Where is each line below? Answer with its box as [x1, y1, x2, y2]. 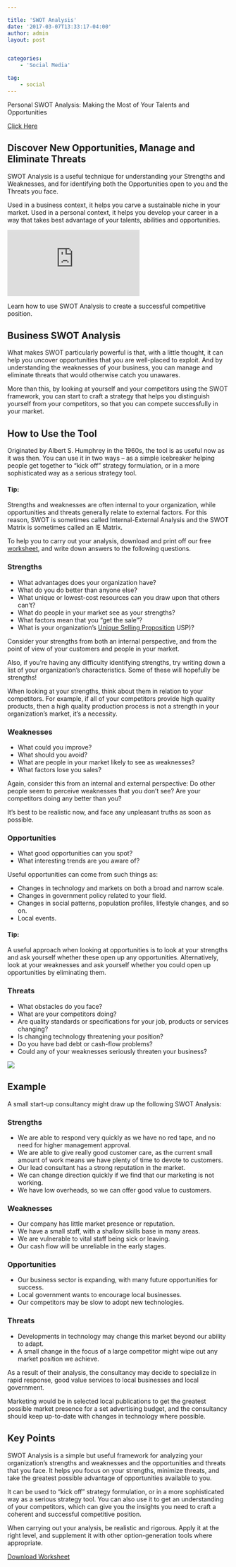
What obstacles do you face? [17, 1002, 103, 1010]
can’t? [17, 601, 36, 609]
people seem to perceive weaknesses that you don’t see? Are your [7, 786, 201, 795]
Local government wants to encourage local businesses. [17, 1291, 182, 1299]
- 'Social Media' [20, 61, 71, 69]
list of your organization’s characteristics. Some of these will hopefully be [7, 666, 221, 674]
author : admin [7, 30, 49, 37]
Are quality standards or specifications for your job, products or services [17, 1017, 229, 1025]
